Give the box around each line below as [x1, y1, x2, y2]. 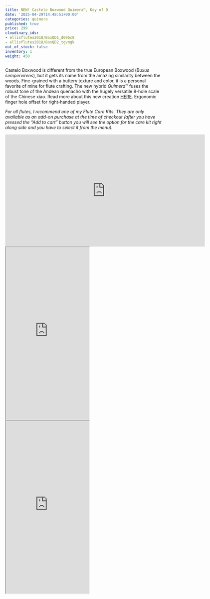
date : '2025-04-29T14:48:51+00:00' [5, 12, 79, 17]
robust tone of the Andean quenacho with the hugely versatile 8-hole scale [5, 88, 160, 95]
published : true [5, 21, 39, 26]
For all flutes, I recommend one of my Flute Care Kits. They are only [5, 109, 145, 115]
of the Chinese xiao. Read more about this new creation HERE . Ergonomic [5, 94, 157, 100]
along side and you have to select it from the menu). [5, 125, 113, 131]
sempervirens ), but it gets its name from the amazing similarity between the [5, 73, 161, 79]
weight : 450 [5, 53, 30, 59]
